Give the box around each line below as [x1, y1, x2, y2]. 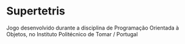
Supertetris [6, 4, 65, 18]
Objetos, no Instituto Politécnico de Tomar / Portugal [6, 30, 139, 37]
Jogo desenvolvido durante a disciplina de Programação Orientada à [6, 24, 179, 31]
